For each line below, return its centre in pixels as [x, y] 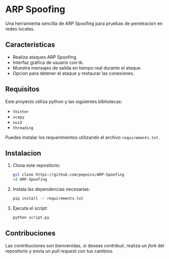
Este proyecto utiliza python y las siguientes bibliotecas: [64, 101]
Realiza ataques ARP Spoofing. [45, 57]
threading [23, 128]
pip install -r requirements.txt [48, 199]
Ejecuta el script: [30, 208]
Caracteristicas [30, 45]
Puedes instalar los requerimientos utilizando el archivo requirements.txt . [82, 137]
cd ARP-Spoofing [30, 180]
